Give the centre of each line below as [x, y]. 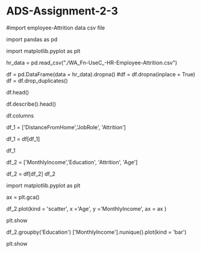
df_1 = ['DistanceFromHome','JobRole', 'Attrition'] [66, 127]
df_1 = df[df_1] [23, 139]
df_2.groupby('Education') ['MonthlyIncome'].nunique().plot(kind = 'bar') [96, 232]
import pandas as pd [32, 39]
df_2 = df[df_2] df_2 [31, 174]
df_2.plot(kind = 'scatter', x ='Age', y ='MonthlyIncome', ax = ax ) [86, 209]
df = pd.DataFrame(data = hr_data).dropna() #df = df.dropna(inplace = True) [101, 74]
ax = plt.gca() [23, 197]
